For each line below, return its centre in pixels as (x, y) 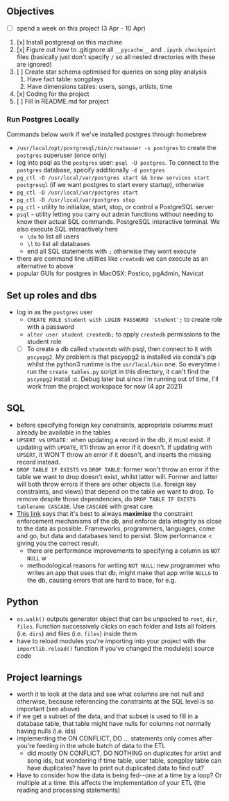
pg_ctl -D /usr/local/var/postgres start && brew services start (113, 178)
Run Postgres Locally (43, 119)
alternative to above (45, 266)
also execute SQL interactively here (67, 229)
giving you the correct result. (58, 543)
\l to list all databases (59, 244)
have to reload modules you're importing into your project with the (111, 641)
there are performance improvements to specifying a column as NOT (124, 550)
